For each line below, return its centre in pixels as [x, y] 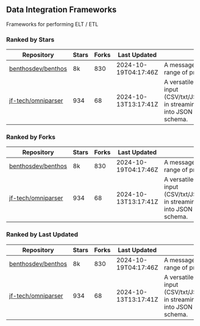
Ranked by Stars [30, 39]
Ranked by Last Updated [42, 234]
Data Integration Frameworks [62, 10]
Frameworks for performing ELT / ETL [52, 24]
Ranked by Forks [31, 137]
